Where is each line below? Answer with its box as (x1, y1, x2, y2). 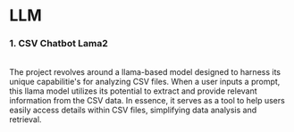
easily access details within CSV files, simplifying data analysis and (9, 104, 257, 116)
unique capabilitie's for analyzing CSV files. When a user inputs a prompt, (9, 77, 281, 87)
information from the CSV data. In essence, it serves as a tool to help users (9, 95, 286, 106)
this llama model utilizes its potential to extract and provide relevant (9, 86, 257, 96)
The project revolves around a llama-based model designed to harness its (9, 67, 281, 78)
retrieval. (9, 114, 42, 125)
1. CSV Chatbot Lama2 (9, 37, 109, 50)
